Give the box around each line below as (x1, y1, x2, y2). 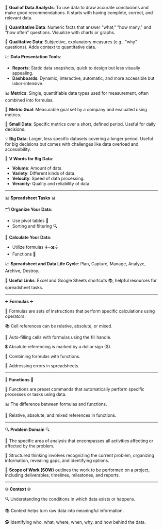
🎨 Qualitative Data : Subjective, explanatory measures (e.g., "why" (5, 39, 137, 45)
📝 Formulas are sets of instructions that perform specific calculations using (5, 308, 155, 314)
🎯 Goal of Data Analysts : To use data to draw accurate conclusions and (5, 5, 149, 10)
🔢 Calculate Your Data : (5, 235, 51, 240)
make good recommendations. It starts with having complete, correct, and (5, 10, 153, 16)
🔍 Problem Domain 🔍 (5, 427, 50, 432)
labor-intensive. (12, 81, 44, 86)
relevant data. (5, 15, 33, 20)
